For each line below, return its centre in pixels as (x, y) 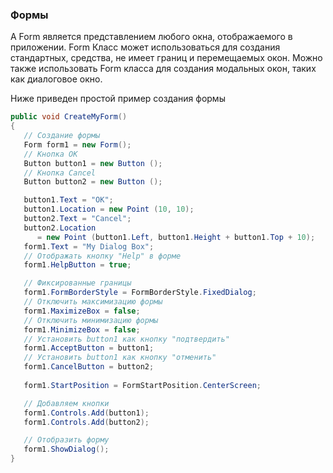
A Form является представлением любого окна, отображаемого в (151, 37)
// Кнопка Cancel (60, 173)
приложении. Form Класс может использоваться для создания (145, 47)
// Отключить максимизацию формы (93, 302)
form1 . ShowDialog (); (66, 449)
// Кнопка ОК (50, 154)
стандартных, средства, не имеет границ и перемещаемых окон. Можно (166, 58)
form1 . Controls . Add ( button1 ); (86, 413)
